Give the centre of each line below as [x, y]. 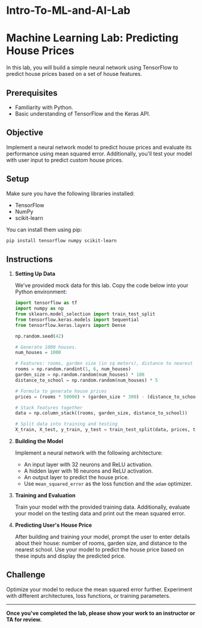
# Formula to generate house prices [61, 391]
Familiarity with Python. [44, 107]
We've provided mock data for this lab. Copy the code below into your [102, 285]
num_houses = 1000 [38, 353]
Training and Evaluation [45, 495]
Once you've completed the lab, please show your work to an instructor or [101, 613]
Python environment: [41, 292]
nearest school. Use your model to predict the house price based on [99, 549]
